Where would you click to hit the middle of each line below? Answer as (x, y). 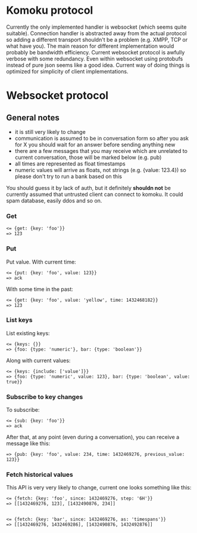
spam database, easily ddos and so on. (54, 200)
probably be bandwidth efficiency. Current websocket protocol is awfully (96, 52)
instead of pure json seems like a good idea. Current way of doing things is (98, 65)
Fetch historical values (40, 474)
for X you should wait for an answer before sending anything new (95, 145)
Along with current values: (38, 360)
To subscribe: (23, 410)
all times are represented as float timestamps (70, 163)
